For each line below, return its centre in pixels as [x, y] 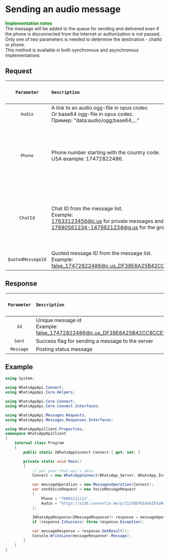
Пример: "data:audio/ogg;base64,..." [95, 120]
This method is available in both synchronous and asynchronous [72, 50]
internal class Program [39, 443]
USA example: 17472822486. [87, 159]
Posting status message [64, 349]
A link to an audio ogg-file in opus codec [100, 108]
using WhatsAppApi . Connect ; [35, 388]
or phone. [15, 44]
